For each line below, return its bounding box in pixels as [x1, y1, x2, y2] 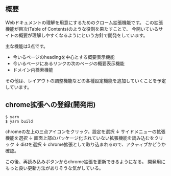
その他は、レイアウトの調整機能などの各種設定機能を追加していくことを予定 [5, 77, 166, 83]
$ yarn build [5, 119, 33, 124]
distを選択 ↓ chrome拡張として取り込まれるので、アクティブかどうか [20, 141, 166, 147]
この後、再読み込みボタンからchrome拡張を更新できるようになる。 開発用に [5, 158, 166, 165]
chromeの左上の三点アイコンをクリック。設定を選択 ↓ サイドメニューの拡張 [5, 128, 166, 135]
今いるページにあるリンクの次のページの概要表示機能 [12, 60, 125, 67]
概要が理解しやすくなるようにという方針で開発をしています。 [18, 32, 148, 38]
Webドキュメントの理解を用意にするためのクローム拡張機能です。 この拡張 [5, 19, 163, 26]
